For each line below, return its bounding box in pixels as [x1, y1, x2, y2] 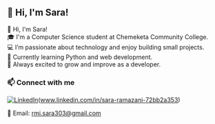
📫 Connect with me [7, 77, 75, 87]
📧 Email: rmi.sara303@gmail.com [7, 109, 101, 117]
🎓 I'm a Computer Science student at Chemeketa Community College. [7, 32, 209, 41]
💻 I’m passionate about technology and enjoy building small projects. [7, 42, 205, 51]
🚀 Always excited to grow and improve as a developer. [7, 60, 161, 69]
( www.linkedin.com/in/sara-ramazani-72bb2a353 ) [37, 96, 181, 104]
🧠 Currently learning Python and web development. [7, 53, 153, 61]
